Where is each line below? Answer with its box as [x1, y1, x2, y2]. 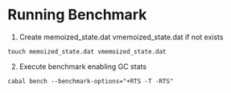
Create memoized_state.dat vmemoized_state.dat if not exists [19, 32, 224, 42]
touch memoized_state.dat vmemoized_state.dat [7, 47, 167, 55]
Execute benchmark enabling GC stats [19, 62, 146, 71]
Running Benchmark [7, 6, 147, 24]
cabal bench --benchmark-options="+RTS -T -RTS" [7, 77, 174, 85]
